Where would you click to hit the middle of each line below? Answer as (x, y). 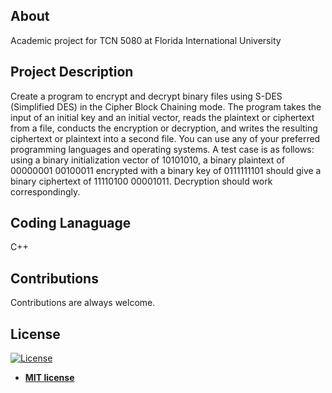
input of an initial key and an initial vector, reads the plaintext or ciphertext (162, 117)
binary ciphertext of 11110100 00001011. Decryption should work (141, 181)
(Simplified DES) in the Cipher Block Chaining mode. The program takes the (166, 106)
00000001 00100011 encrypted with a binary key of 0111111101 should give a (166, 170)
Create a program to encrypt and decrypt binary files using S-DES (146, 96)
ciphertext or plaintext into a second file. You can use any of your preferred (165, 138)
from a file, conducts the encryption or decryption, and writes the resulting (164, 128)
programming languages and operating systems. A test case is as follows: (162, 149)
